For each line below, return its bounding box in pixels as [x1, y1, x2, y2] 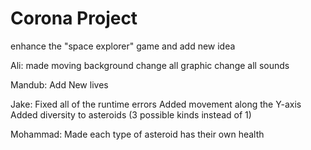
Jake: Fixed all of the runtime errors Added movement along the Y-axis [10, 98, 302, 110]
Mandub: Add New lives [10, 78, 109, 91]
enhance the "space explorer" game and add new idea [10, 40, 236, 52]
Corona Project [10, 7, 138, 30]
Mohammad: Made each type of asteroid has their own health [10, 128, 265, 140]
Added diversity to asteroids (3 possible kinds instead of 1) [10, 108, 252, 121]
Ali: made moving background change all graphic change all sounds [10, 59, 290, 71]
